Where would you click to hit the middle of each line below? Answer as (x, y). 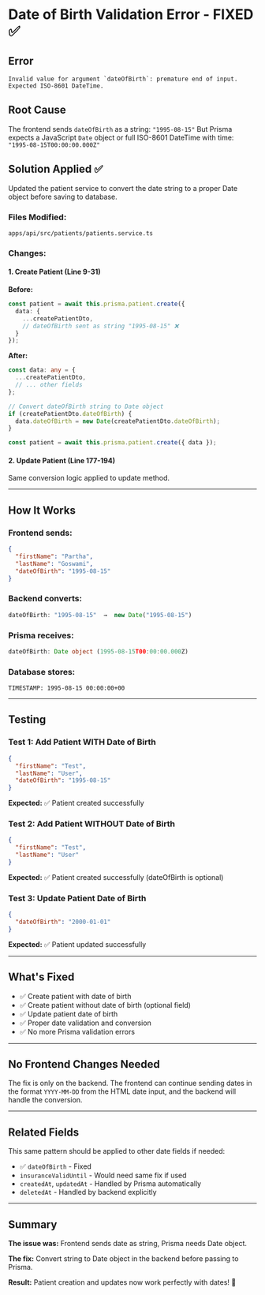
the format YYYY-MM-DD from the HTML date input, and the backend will (122, 1091)
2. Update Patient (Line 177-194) (62, 460)
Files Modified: (37, 217)
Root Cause (37, 110)
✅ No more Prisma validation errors (77, 1031)
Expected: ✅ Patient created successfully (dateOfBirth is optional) (116, 877)
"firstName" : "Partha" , (54, 556)
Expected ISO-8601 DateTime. (56, 86)
